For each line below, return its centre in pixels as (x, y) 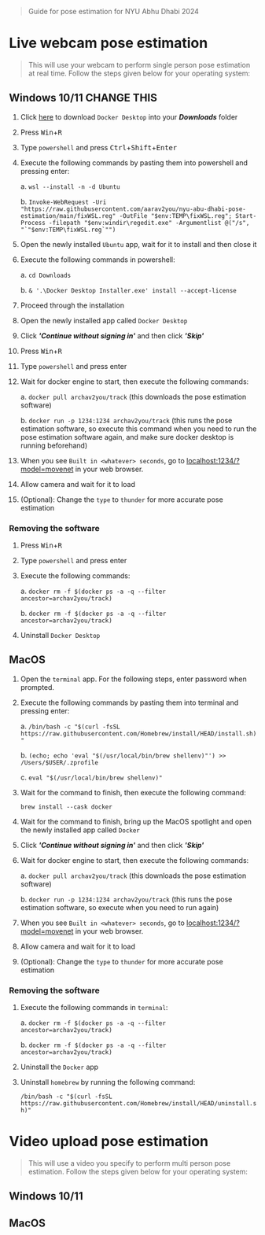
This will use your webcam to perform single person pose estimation (139, 65)
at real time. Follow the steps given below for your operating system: (139, 73)
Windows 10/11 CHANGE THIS (83, 98)
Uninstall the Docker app (59, 1067)
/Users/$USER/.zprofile (59, 762)
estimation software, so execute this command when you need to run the (138, 429)
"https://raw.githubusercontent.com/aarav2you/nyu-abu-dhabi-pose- (133, 209)
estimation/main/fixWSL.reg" (68, 216)
